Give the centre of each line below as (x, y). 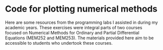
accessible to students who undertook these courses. (59, 43)
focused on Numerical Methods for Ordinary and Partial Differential (72, 33)
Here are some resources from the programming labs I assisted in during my (81, 22)
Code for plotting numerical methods (81, 9)
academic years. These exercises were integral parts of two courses (74, 27)
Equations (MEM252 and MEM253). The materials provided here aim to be (80, 38)
